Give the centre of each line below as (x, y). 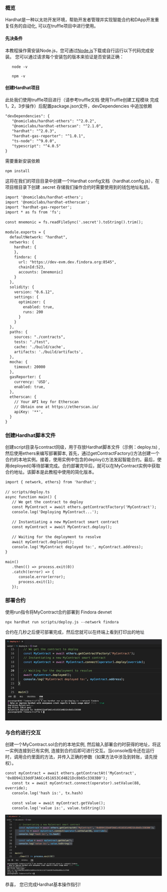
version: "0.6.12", (34, 292)
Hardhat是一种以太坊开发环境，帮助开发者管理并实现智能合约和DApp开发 (80, 20)
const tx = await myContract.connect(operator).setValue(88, (76, 783)
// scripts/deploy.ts (28, 492)
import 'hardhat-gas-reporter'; (39, 207)
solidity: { (22, 287)
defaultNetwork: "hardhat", (39, 237)
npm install (17, 171)
